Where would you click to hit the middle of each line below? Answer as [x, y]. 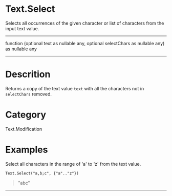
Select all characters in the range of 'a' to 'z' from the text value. [73, 164]
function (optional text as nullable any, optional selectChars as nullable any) [85, 43]
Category [26, 115]
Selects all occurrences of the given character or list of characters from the [85, 23]
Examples [27, 150]
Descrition [28, 74]
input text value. [22, 28]
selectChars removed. [29, 94]
